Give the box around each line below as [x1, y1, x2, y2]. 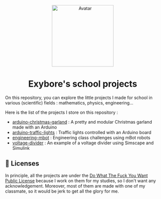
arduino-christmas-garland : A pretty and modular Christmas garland [12, 119, 152, 125]
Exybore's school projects [28, 78, 137, 90]
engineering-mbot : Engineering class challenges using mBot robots [12, 134, 151, 140]
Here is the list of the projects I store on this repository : [5, 109, 118, 115]
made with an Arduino [12, 124, 57, 130]
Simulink [12, 145, 30, 151]
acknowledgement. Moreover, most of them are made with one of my [5, 183, 145, 189]
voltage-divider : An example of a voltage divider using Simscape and [12, 140, 154, 146]
